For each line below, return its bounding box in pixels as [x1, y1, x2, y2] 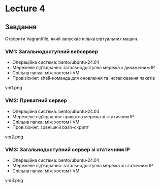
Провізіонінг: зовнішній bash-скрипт [12, 124, 89, 130]
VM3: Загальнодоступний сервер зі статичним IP [5, 146, 130, 153]
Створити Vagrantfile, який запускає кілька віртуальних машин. [5, 36, 139, 42]
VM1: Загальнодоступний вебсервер [5, 48, 98, 55]
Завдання [5, 23, 37, 31]
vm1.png [5, 85, 22, 91]
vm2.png [5, 134, 24, 140]
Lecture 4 [5, 3, 45, 14]
